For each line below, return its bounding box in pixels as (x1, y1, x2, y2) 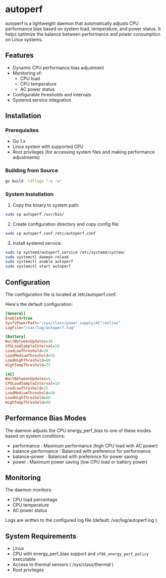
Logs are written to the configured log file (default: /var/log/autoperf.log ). (5, 517, 158, 523)
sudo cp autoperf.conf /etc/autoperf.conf (5, 230, 96, 236)
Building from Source (5, 167, 59, 174)
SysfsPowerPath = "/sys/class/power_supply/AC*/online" (5, 320, 121, 325)
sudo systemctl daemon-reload (5, 254, 69, 259)
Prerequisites (5, 127, 39, 134)
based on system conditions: (5, 433, 66, 439)
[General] (5, 311, 26, 316)
